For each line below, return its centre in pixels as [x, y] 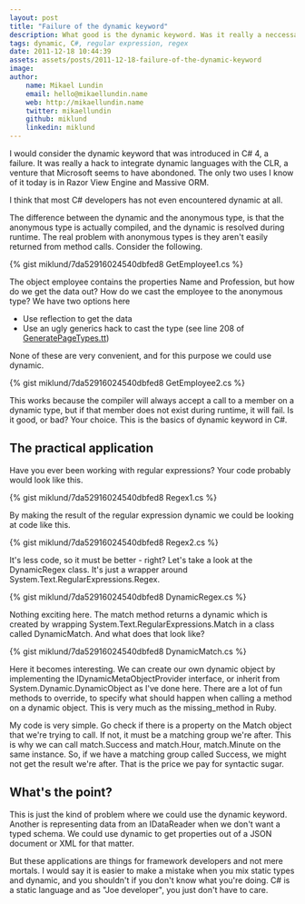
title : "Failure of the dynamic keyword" [89, 26]
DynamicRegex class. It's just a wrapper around [98, 570]
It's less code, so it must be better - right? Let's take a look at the [131, 560]
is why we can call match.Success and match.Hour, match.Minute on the [145, 744]
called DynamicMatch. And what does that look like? [107, 633]
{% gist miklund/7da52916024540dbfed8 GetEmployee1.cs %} [126, 264]
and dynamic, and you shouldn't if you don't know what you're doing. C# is [150, 880]
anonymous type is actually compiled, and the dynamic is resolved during [147, 227]
